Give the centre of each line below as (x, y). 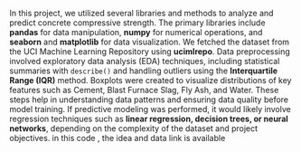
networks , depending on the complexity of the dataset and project (134, 128)
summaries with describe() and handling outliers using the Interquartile (144, 71)
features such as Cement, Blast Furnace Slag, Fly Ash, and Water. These (144, 90)
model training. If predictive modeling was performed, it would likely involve (150, 109)
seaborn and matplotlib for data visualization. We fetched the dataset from (150, 42)
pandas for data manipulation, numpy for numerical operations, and (136, 32)
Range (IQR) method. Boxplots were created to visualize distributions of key (150, 80)
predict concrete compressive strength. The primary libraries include (137, 23)
